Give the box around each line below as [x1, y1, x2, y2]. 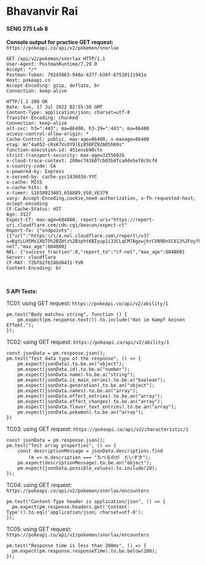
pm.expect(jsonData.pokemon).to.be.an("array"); [17, 409, 144, 415]
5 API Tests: [6, 288, 38, 295]
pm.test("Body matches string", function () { [6, 312, 128, 318]
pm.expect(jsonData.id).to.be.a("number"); [17, 366, 131, 372]
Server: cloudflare [6, 255, 56, 261]
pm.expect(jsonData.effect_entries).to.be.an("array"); [17, 393, 164, 399]
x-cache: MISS [6, 179, 43, 185]
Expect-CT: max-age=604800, [6, 217, 78, 223]
